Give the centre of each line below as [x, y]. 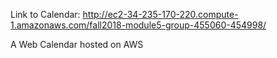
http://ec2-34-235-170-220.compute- [160, 14]
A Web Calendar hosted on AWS [77, 44]
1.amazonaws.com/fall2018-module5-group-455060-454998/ [138, 25]
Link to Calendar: [45, 14]
